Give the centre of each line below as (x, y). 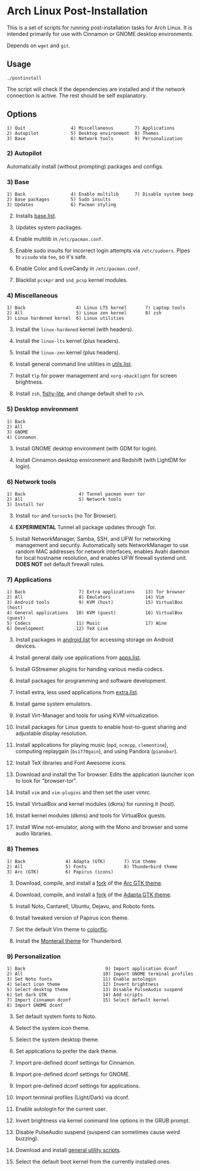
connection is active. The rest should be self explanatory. (77, 95)
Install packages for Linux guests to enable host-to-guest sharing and (101, 727)
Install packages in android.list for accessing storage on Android (94, 640)
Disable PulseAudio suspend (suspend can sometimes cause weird (98, 1132)
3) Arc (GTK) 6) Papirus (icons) (60, 872)
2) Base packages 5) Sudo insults (59, 200)
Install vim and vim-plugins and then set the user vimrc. (83, 792)
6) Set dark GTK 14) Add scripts (75, 995)
